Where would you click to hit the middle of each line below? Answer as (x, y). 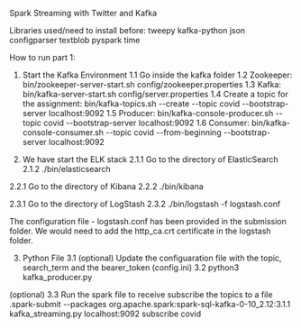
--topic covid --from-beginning (164, 132)
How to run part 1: (42, 57)
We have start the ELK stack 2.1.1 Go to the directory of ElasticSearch (150, 159)
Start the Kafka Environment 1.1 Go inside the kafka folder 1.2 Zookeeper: (157, 75)
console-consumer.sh (63, 132)
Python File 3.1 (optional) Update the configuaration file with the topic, (152, 258)
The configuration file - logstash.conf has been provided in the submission (148, 221)
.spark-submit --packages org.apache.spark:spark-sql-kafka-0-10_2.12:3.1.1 (150, 304)
